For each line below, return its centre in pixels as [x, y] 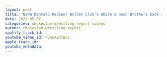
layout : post [19, 10]
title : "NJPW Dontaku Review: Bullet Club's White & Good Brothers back [82, 14]
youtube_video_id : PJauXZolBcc [38, 38]
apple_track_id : [22, 42]
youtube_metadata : [24, 47]
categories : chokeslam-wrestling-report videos [55, 24]
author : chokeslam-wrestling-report [43, 28]
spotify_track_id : [24, 33]
